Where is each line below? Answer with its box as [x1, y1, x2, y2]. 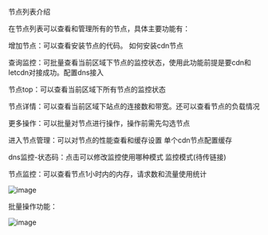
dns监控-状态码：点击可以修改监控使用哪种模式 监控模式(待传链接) [8, 152, 227, 162]
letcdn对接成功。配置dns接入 [8, 68, 104, 77]
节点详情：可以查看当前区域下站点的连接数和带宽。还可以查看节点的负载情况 [8, 102, 260, 111]
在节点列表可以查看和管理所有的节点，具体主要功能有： [8, 24, 190, 33]
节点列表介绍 [8, 7, 50, 16]
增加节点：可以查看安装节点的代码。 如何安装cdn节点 [8, 41, 183, 50]
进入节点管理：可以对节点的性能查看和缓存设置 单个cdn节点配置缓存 [8, 135, 233, 145]
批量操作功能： [8, 202, 57, 211]
